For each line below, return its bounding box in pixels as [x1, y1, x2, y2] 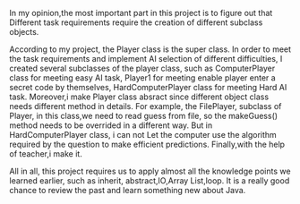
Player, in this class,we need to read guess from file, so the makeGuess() [9, 111, 279, 121]
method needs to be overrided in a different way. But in [9, 120, 213, 131]
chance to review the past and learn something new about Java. [9, 185, 246, 195]
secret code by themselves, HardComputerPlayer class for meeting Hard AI [9, 82, 287, 92]
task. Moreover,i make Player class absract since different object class [9, 91, 270, 102]
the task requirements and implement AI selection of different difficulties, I [9, 54, 283, 64]
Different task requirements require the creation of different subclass [9, 17, 263, 28]
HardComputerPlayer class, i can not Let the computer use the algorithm [9, 130, 278, 140]
